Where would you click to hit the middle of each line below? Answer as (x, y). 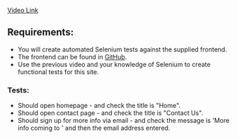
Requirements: (41, 32)
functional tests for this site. (58, 72)
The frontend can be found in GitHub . (72, 56)
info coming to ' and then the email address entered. (94, 128)
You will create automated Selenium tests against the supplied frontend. (122, 49)
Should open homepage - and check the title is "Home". (99, 106)
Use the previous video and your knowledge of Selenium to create (114, 64)
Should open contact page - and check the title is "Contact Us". (110, 113)
